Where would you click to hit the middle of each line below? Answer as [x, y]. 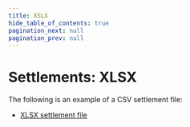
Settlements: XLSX [73, 77]
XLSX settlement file [54, 115]
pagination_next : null [46, 30]
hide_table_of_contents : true [59, 23]
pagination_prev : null [46, 38]
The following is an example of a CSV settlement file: [95, 100]
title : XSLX [28, 16]
